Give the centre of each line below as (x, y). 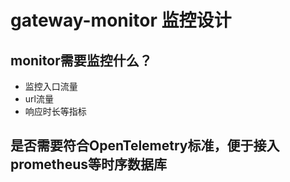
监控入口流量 (51, 86)
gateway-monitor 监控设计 (121, 20)
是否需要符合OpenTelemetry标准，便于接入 (145, 146)
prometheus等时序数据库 (88, 164)
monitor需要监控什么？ (81, 60)
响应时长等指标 (55, 111)
